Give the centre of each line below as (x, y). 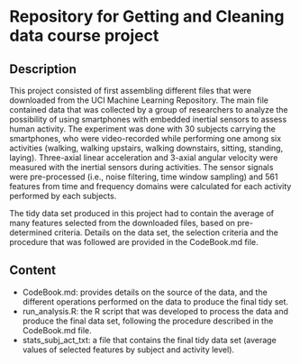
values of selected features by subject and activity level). (128, 350)
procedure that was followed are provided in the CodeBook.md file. (134, 242)
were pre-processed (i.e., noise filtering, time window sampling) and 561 (144, 177)
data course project (84, 36)
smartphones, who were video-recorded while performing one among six (145, 138)
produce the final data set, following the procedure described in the (148, 321)
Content (33, 271)
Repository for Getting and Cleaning (147, 17)
